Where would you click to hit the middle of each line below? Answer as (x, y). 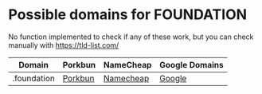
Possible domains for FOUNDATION (128, 15)
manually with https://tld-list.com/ (64, 45)
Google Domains (192, 65)
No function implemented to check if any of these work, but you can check (131, 37)
